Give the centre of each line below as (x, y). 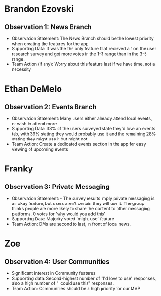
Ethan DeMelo (33, 89)
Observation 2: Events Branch (51, 107)
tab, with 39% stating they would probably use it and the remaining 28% (84, 134)
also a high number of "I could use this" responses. (63, 283)
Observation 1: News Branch (48, 27)
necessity (21, 69)
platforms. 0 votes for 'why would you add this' (59, 214)
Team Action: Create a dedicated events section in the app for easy (79, 144)
